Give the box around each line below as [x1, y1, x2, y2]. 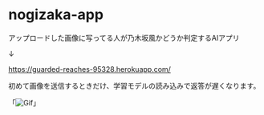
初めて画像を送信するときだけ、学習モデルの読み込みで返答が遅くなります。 [8, 81, 261, 90]
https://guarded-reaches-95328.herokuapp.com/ [8, 64, 171, 73]
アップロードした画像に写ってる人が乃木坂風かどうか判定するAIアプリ [8, 33, 240, 42]
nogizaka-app [8, 6, 104, 24]
